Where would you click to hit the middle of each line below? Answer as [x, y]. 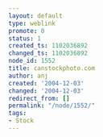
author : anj [28, 76]
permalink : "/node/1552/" [51, 106]
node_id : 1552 [32, 61]
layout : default [35, 16]
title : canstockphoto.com [51, 68]
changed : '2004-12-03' [46, 91]
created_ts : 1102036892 [48, 46]
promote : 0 [27, 31]
